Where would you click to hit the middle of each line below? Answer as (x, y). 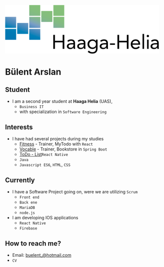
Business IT (31, 107)
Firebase (28, 229)
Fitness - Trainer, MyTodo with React (56, 144)
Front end (30, 197)
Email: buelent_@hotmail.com (42, 255)
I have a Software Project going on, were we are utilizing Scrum (75, 192)
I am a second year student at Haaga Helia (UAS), (62, 101)
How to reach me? (33, 243)
